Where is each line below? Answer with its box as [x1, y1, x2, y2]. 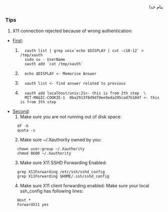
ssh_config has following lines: [20, 188, 84, 194]
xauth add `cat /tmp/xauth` [24, 61, 84, 66]
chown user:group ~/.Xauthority [17, 147, 85, 152]
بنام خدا [149, 4, 163, 10]
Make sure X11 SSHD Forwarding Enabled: [20, 160, 107, 166]
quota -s [17, 128, 36, 133]
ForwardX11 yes [17, 202, 49, 207]
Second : [12, 108, 30, 114]
